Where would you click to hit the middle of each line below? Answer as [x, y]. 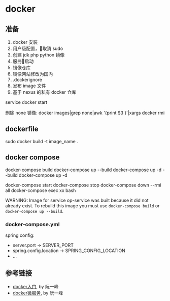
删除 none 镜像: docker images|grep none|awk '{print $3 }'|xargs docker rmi [85, 113]
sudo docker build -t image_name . [42, 141]
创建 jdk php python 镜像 [39, 55]
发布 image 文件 [29, 86]
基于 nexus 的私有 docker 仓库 [44, 92]
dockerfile [22, 129]
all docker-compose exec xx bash [41, 190]
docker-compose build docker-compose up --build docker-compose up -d [83, 170]
